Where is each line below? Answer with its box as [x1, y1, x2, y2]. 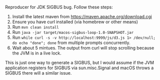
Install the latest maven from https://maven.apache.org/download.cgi [12, 14, 152, 19]
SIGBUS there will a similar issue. [5, 70, 72, 76]
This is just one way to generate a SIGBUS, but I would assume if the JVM [5, 60, 155, 65]
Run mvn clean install [12, 24, 59, 30]
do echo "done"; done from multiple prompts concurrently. [12, 40, 131, 46]
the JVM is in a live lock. [12, 50, 62, 56]
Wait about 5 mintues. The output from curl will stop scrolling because [12, 45, 155, 51]
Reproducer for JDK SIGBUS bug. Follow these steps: [5, 4, 113, 10]
